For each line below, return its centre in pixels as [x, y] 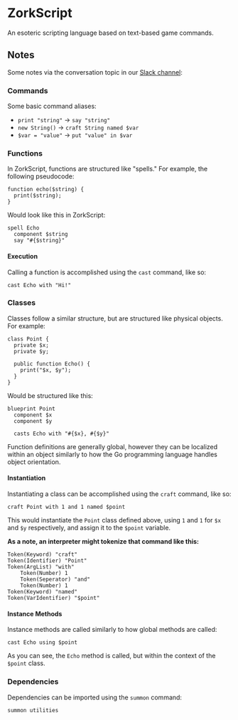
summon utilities [33, 710]
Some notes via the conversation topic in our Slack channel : [95, 72]
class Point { [28, 339]
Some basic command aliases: [52, 106]
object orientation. [34, 462]
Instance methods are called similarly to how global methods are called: [112, 630]
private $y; [32, 351]
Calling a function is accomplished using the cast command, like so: [107, 272]
